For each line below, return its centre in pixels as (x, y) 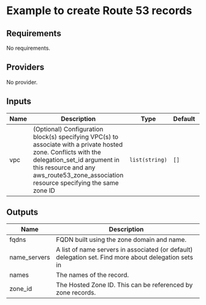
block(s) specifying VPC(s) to (75, 137)
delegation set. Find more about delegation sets (124, 257)
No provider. (22, 82)
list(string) (148, 160)
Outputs (22, 212)
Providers (25, 67)
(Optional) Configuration (68, 129)
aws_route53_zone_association (78, 175)
